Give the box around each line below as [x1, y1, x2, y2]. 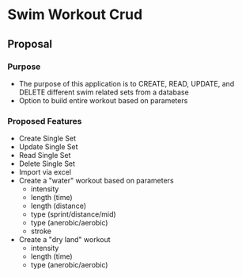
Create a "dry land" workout [18, 235, 112, 244]
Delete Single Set [18, 159, 76, 168]
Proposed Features [7, 115, 82, 126]
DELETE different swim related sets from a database [18, 87, 189, 97]
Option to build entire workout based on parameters [18, 95, 188, 105]
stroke [30, 226, 52, 236]
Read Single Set [18, 151, 71, 160]
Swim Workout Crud [7, 6, 143, 24]
